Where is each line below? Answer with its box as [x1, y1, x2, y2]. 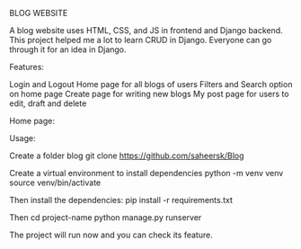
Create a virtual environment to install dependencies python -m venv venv [9, 168, 284, 178]
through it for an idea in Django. [9, 44, 128, 55]
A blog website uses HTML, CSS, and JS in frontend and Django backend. [9, 25, 283, 35]
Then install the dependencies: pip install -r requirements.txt [9, 195, 234, 205]
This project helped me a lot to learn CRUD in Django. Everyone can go [9, 35, 272, 45]
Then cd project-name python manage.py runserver [9, 212, 202, 223]
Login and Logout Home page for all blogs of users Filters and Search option [9, 79, 293, 89]
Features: [9, 62, 45, 72]
